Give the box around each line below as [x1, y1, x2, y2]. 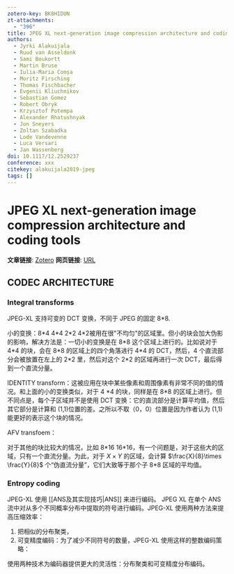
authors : [7, 36, 33, 43]
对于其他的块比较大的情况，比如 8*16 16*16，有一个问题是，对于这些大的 [7, 444, 218, 452]
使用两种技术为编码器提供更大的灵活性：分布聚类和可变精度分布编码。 [7, 559, 209, 568]
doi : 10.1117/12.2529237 [7, 153, 79, 160]
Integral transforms [7, 297, 75, 307]
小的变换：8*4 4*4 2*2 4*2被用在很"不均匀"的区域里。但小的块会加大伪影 [7, 329, 224, 338]
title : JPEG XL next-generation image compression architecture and [7, 29, 210, 37]
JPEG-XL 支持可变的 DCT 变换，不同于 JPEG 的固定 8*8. [7, 315, 171, 323]
